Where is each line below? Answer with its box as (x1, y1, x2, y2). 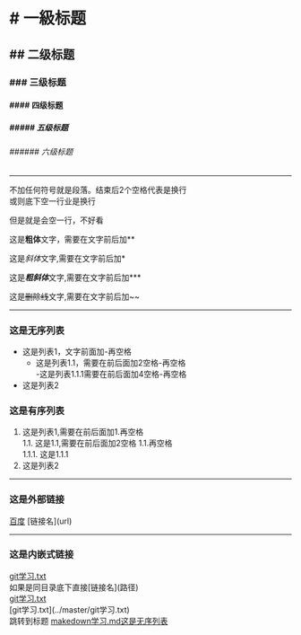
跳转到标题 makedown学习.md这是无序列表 (9, 615, 168, 626)
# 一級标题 (9, 8, 87, 29)
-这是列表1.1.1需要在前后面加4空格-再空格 (35, 368, 187, 379)
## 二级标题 (9, 47, 75, 62)
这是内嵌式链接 (9, 549, 74, 561)
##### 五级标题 (9, 122, 69, 133)
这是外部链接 (9, 493, 65, 506)
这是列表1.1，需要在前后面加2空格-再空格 (35, 357, 186, 368)
